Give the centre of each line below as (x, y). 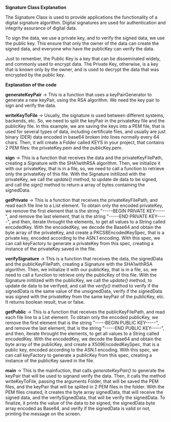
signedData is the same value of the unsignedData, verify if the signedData (84, 291)
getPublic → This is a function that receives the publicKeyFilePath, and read (85, 312)
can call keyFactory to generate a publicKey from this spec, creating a (79, 355)
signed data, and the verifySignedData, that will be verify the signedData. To (85, 398)
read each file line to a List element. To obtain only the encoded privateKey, (84, 205)
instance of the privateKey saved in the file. (51, 249)
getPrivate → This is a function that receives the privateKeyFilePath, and (81, 200)
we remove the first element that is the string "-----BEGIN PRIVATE (76, 211)
